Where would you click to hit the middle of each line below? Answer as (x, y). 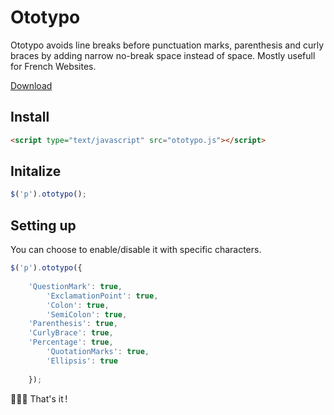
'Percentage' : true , (71, 342)
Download (31, 85)
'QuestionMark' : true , (75, 286)
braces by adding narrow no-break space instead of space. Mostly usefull (163, 55)
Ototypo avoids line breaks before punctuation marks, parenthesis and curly (167, 45)
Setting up (43, 225)
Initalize (36, 171)
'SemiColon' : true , (87, 314)
